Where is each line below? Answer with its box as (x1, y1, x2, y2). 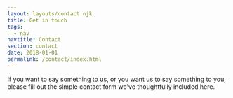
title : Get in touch (7, 17, 68, 24)
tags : (7, 23, 23, 30)
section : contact (7, 43, 58, 50)
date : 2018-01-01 (7, 50, 58, 57)
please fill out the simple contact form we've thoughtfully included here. (7, 82, 215, 91)
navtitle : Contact (7, 36, 61, 43)
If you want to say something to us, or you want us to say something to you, (7, 75, 226, 83)
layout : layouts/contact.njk (7, 10, 93, 17)
